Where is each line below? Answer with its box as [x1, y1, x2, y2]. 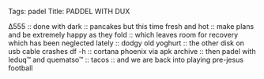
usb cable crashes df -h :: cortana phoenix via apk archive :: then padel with [8, 47, 256, 56]
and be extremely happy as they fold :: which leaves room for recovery [8, 31, 239, 39]
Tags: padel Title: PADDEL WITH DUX [8, 7, 130, 16]
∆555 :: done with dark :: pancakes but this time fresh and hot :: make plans [8, 22, 255, 31]
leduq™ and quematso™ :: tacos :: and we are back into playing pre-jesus [8, 55, 243, 64]
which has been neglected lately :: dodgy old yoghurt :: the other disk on [8, 38, 245, 48]
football [8, 63, 33, 73]
